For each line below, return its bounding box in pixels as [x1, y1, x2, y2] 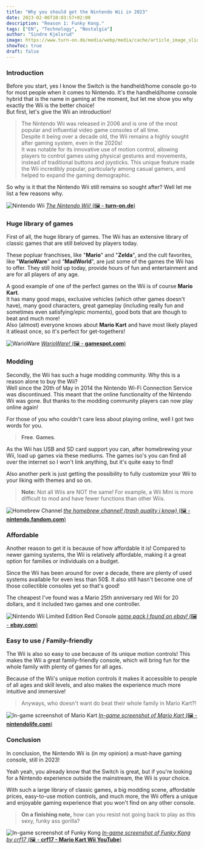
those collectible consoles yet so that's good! [6, 582, 120, 589]
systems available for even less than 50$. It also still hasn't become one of [6, 576, 193, 583]
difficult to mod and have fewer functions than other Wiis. [21, 495, 166, 502]
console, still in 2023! [6, 756, 60, 763]
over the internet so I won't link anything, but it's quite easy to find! [6, 458, 174, 466]
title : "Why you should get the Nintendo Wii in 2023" [6, 9, 148, 15]
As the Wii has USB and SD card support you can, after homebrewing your [6, 445, 192, 453]
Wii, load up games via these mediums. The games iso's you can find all [6, 452, 187, 459]
